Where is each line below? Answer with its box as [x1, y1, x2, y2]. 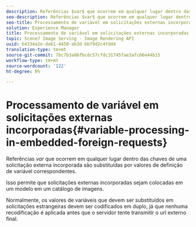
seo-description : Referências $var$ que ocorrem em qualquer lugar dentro [6, 14, 192, 20]
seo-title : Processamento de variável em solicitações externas [6, 19, 166, 25]
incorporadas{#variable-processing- [6, 123, 190, 137]
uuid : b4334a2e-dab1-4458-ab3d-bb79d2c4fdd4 [6, 42, 116, 47]
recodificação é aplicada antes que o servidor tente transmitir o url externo [6, 209, 187, 216]
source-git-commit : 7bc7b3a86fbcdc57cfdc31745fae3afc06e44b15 [6, 52, 160, 58]
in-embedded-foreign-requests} [6, 136, 168, 149]
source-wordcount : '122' [6, 63, 66, 69]
